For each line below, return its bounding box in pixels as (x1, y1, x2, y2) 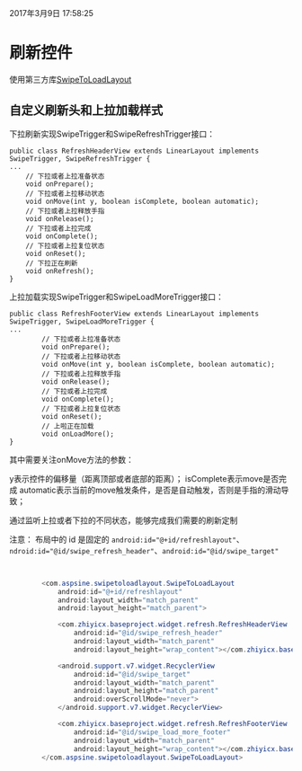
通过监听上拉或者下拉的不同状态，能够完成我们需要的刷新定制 (9, 515, 238, 526)
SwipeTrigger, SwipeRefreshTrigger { (9, 154, 151, 164)
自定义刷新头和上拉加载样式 (9, 102, 164, 119)
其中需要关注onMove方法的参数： (9, 454, 135, 465)
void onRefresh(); (25, 266, 94, 276)
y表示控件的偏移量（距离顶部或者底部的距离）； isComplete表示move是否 (9, 473, 280, 483)
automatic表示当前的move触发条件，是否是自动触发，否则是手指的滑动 (19, 484, 281, 495)
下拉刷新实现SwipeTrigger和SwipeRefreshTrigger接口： (9, 128, 216, 139)
